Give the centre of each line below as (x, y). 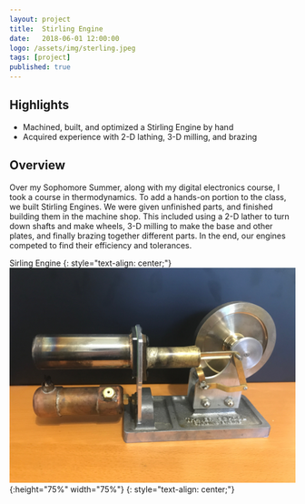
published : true (40, 67)
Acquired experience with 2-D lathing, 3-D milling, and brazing (140, 136)
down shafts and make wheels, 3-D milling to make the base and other (141, 226)
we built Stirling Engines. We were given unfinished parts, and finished (142, 207)
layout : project (40, 19)
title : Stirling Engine (56, 29)
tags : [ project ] (40, 58)
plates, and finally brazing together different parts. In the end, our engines (148, 236)
